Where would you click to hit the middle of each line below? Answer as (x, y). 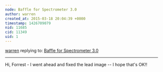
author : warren (20, 14)
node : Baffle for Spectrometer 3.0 (41, 9)
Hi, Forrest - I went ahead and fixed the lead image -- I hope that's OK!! (76, 64)
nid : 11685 (16, 28)
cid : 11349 (16, 32)
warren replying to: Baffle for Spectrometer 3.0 (52, 50)
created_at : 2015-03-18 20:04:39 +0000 (45, 18)
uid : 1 (12, 37)
